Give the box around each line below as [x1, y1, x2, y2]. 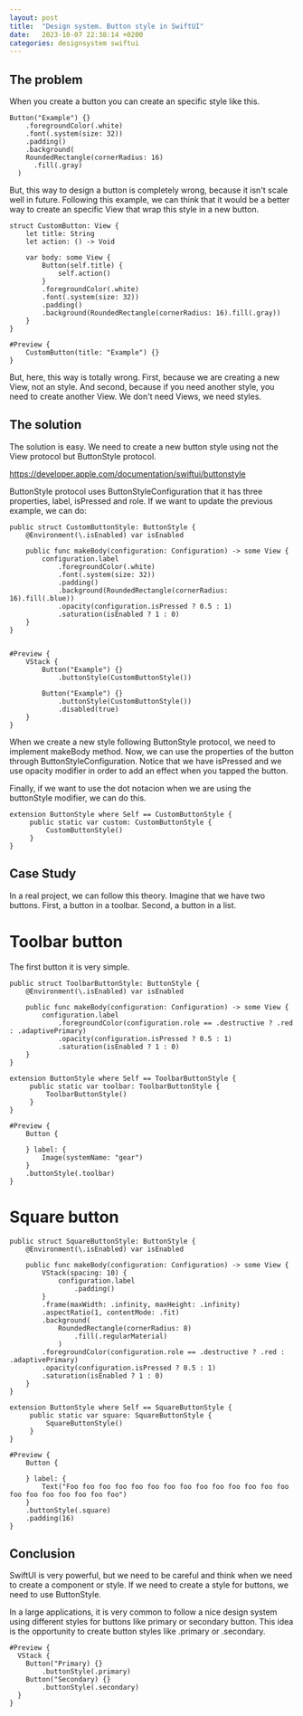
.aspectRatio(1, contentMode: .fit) [42, 1308, 180, 1317]
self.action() [57, 269, 111, 279]
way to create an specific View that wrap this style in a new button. [9, 204, 260, 215]
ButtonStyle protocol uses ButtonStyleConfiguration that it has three [9, 486, 263, 497]
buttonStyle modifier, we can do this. [9, 792, 147, 803]
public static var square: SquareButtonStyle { [29, 1410, 213, 1420]
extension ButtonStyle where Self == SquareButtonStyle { [9, 1403, 232, 1412]
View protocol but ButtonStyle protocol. [9, 450, 156, 461]
